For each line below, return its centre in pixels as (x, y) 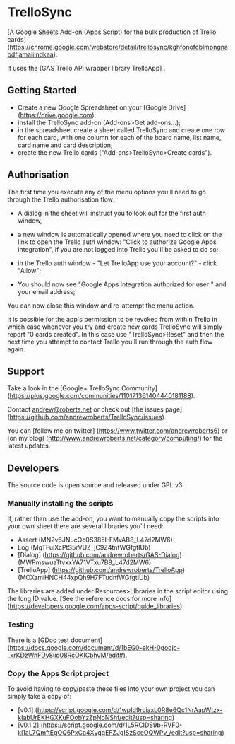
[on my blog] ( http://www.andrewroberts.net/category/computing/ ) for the (115, 438)
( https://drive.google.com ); (57, 115)
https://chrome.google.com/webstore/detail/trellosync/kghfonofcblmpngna (119, 47)
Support (26, 371)
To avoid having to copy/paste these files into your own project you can (111, 689)
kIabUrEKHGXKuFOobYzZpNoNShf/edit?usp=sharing (95, 718)
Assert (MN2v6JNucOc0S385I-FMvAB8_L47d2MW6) (95, 540)
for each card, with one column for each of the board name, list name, (119, 137)
